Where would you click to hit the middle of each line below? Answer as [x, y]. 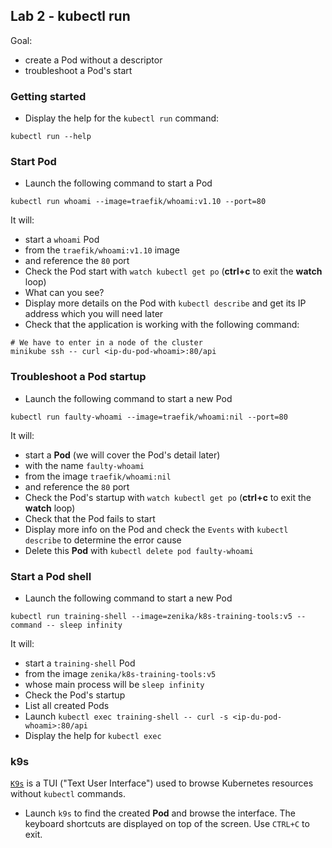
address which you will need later [94, 314]
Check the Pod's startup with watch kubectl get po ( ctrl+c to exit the [168, 497]
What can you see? [64, 293]
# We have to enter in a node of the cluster [106, 343]
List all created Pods [67, 705]
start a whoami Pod [62, 240]
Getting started [48, 96]
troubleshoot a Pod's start [78, 70]
